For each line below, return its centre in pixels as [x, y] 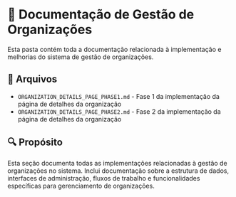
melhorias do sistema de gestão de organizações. [81, 57]
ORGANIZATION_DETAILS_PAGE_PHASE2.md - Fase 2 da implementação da [119, 111]
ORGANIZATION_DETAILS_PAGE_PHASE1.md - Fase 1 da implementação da [118, 96]
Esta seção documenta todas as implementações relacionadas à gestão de [117, 163]
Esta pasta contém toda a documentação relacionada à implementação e [114, 49]
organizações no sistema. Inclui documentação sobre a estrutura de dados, [118, 171]
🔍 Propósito [35, 143]
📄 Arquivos [32, 79]
